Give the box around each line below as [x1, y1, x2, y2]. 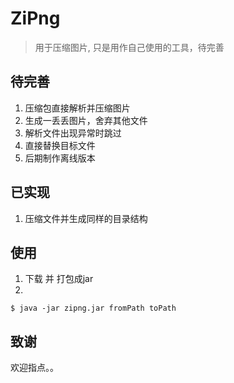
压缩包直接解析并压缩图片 [24, 102, 131, 114]
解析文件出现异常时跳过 [24, 127, 122, 139]
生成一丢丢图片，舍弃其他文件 [24, 114, 148, 126]
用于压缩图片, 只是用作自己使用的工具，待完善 [34, 41, 225, 53]
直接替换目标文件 [24, 139, 96, 151]
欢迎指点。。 [10, 362, 59, 374]
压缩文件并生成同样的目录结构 [24, 212, 148, 224]
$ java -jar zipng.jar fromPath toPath [10, 303, 177, 314]
